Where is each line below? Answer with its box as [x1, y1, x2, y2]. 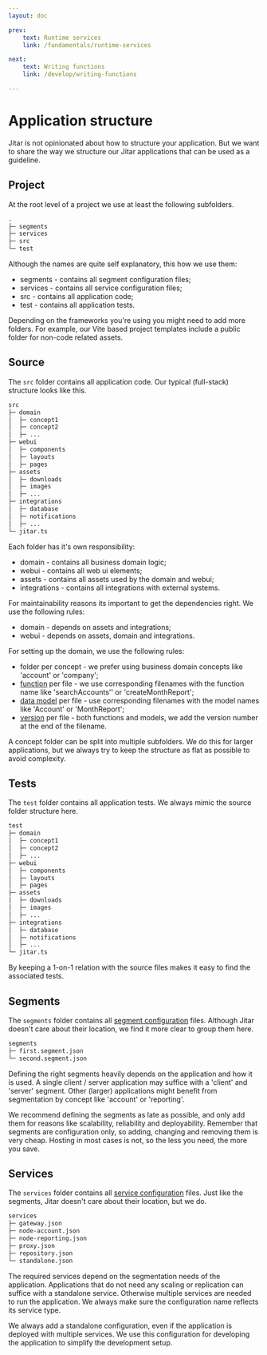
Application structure [8, 112, 153, 130]
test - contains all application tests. [19, 301, 135, 309]
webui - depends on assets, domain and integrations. [19, 631, 195, 640]
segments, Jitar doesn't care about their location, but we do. [8, 1197, 207, 1206]
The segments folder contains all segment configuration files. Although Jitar [8, 1015, 255, 1025]
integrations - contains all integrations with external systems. [19, 583, 221, 592]
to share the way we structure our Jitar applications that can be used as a [8, 146, 250, 156]
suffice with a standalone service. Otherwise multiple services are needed [8, 1288, 252, 1297]
